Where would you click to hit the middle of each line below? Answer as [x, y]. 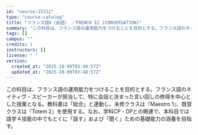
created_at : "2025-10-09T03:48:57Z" [56, 66]
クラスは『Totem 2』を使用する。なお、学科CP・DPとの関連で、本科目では [98, 111]
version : [17, 61]
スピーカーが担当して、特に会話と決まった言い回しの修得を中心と [111, 97]
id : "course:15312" [30, 11]
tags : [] [17, 34]
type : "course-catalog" [35, 17]
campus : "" [19, 39]
